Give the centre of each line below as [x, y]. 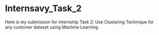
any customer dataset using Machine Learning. [52, 27]
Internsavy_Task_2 [43, 9]
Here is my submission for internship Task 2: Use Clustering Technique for [79, 22]
